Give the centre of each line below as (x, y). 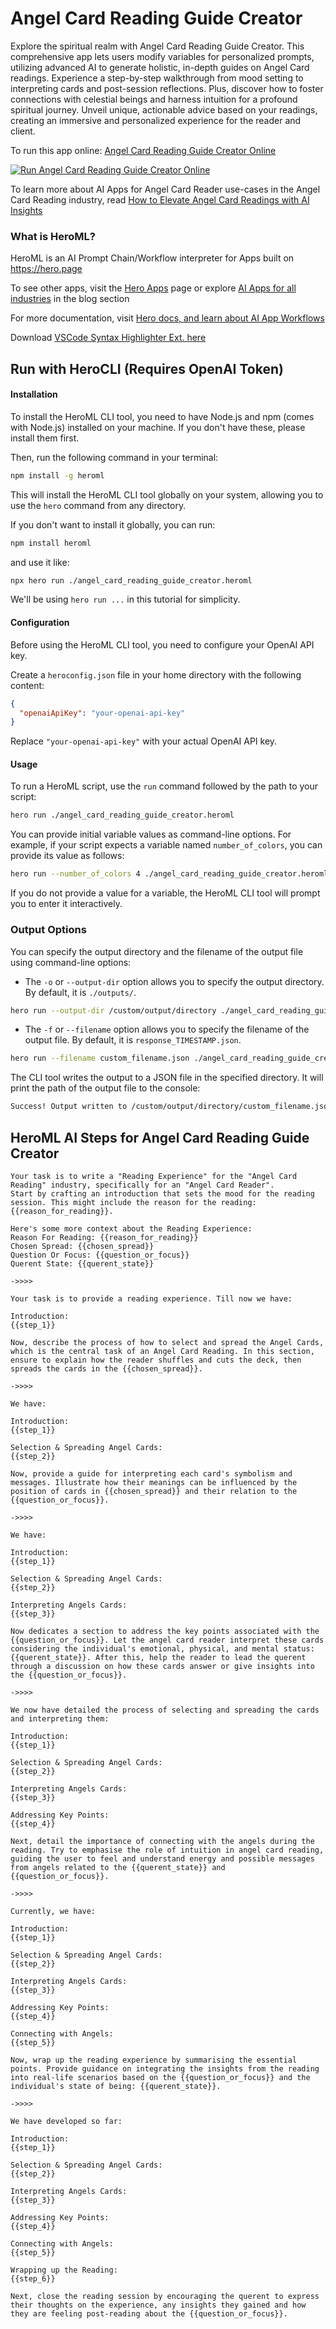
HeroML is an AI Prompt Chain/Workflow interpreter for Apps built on (152, 258)
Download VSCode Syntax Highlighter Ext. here (108, 338)
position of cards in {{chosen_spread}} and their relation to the (154, 1491)
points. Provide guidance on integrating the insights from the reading (165, 2068)
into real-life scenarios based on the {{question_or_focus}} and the (160, 2077)
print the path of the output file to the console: (105, 1088)
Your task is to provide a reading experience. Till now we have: (151, 1298)
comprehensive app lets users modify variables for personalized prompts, (162, 56)
